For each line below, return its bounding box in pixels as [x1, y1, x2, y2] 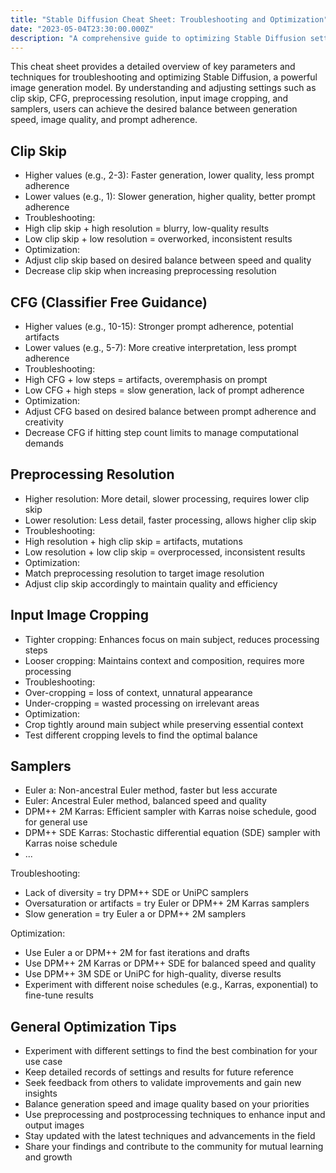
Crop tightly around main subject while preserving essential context [24, 718, 304, 730]
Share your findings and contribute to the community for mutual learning [24, 1141, 324, 1153]
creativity [24, 416, 64, 428]
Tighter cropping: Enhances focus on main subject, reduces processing [24, 633, 320, 645]
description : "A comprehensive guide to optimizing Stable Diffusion [10, 33, 307, 43]
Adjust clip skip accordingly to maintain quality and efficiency [24, 577, 278, 590]
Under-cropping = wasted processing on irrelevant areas [24, 697, 260, 709]
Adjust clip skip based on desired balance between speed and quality [24, 254, 312, 266]
